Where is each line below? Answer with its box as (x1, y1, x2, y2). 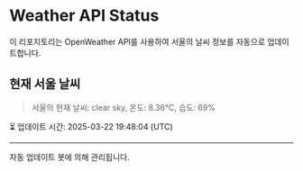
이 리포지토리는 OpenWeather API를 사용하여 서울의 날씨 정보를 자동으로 (9, 36, 266, 47)
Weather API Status (9, 5, 160, 26)
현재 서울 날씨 (9, 76, 81, 92)
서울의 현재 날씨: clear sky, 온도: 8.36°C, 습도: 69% (31, 102, 216, 112)
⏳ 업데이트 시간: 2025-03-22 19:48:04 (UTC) (9, 121, 173, 131)
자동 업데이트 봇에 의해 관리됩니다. (9, 151, 130, 162)
